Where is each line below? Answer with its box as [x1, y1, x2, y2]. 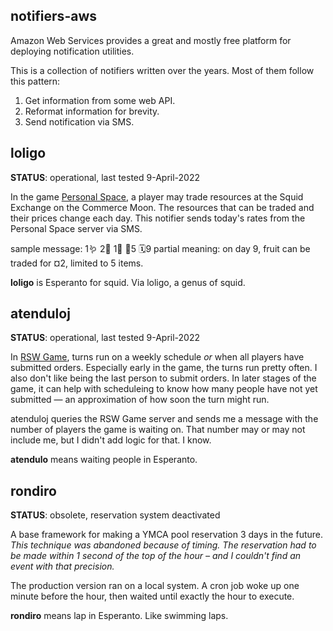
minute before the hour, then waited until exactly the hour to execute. [10, 590, 295, 603]
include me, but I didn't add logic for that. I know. [10, 434, 212, 446]
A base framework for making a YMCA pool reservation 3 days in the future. [10, 529, 324, 541]
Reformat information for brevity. [24, 105, 160, 117]
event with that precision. [10, 560, 115, 573]
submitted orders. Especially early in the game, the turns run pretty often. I [10, 362, 318, 374]
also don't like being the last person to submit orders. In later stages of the [10, 372, 317, 384]
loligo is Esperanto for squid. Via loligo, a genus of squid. [10, 276, 246, 288]
